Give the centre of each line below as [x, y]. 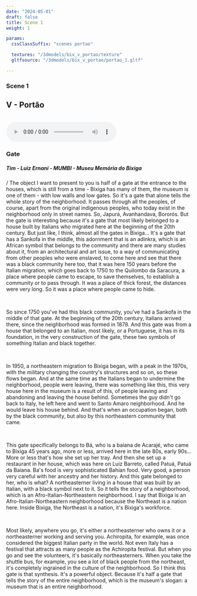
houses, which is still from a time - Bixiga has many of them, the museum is [97, 189]
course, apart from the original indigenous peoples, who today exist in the [96, 208]
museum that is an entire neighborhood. [54, 587]
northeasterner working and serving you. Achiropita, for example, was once [98, 537]
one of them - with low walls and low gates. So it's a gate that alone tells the [98, 195]
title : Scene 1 [25, 22]
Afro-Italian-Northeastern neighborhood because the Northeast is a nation [96, 501]
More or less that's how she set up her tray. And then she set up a [86, 458]
